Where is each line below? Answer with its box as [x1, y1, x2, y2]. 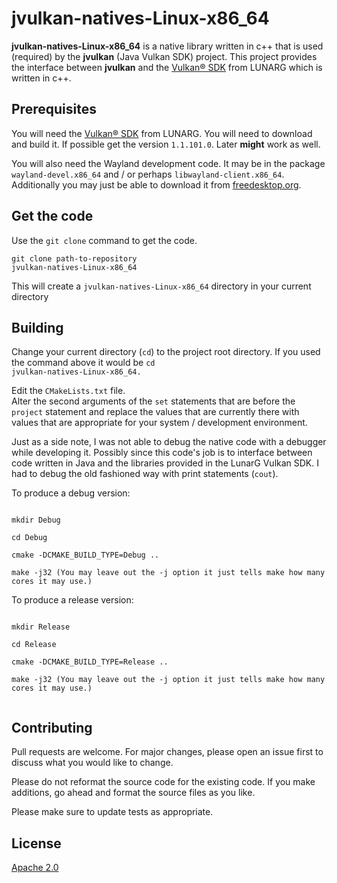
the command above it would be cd [11, 357, 156, 369]
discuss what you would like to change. [11, 757, 174, 769]
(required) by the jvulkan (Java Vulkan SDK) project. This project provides [11, 50, 318, 62]
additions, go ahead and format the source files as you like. [11, 787, 256, 799]
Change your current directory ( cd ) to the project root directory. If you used [11, 346, 321, 358]
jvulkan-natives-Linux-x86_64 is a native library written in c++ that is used [11, 40, 324, 52]
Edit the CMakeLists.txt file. [11, 385, 126, 397]
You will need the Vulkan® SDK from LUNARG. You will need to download [11, 127, 313, 139]
